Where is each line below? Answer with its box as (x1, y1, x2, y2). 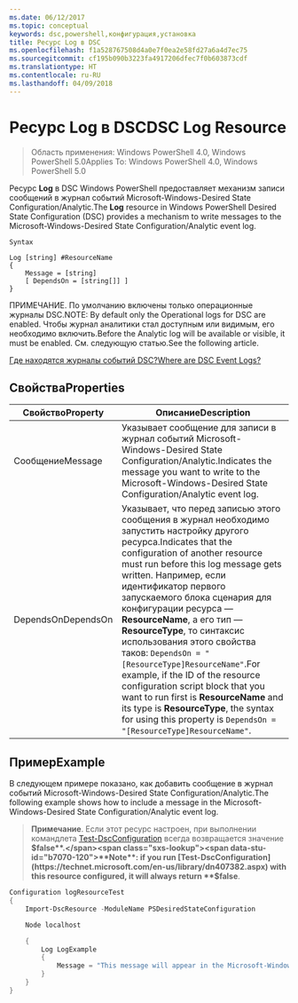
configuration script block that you (121, 680, 265, 692)
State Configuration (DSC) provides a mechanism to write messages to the (9, 210, 282, 222)
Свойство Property (22, 407, 105, 419)
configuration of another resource (121, 547, 263, 559)
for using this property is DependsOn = (121, 714, 277, 726)
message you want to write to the (121, 466, 261, 478)
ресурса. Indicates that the (121, 536, 233, 549)
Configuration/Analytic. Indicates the (121, 454, 272, 467)
